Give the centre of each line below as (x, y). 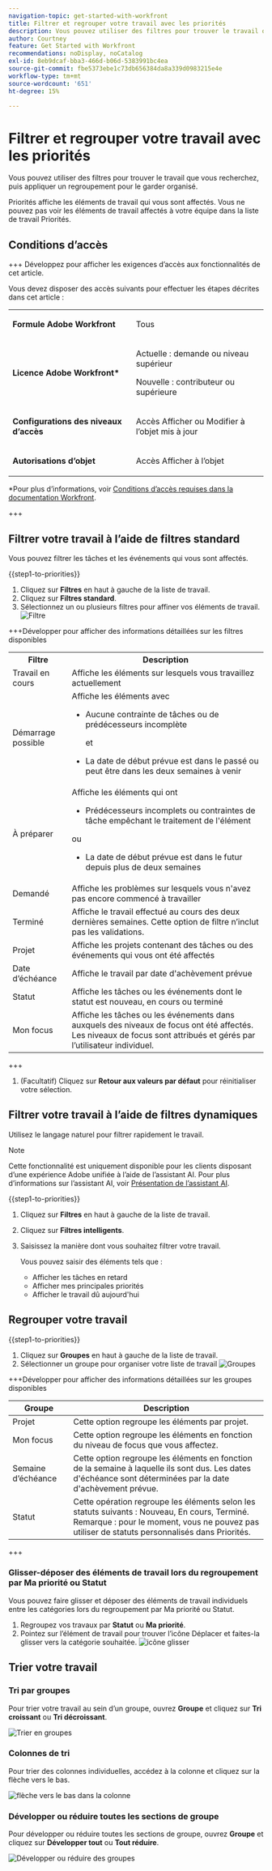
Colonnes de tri (39, 1754)
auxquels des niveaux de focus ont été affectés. (162, 1025)
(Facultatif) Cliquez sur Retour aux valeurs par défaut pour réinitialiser (138, 1081)
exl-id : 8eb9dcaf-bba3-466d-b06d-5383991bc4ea (88, 62)
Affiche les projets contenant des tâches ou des (162, 945)
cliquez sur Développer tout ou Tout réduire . (84, 1843)
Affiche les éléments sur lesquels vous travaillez (163, 673)
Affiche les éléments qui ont (125, 792)
